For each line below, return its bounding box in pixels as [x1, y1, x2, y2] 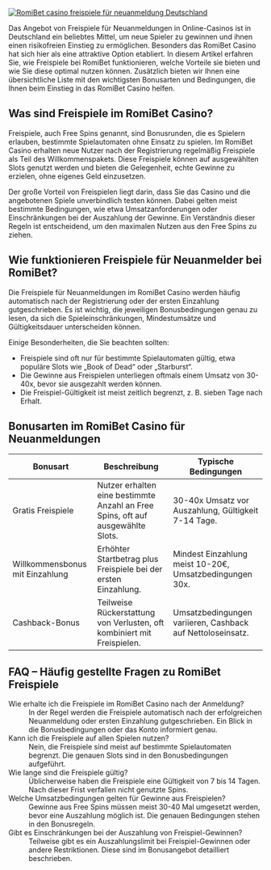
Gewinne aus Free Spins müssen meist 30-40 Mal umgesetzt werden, [28, 802, 261, 812]
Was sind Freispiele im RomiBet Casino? [8, 107, 214, 120]
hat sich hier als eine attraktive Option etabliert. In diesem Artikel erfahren [8, 49, 253, 58]
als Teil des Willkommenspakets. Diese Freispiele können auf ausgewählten [8, 154, 260, 163]
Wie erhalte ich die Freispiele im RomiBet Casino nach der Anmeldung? [8, 699, 244, 709]
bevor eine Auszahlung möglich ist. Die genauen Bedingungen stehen [28, 811, 261, 821]
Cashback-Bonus [12, 617, 81, 628]
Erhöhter [97, 543, 131, 555]
